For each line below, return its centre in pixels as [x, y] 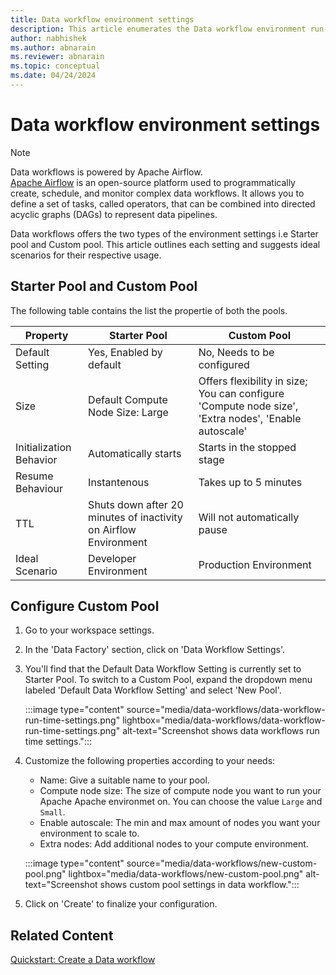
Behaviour [39, 488]
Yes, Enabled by [125, 352]
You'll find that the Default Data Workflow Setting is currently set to [163, 669]
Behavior [36, 459]
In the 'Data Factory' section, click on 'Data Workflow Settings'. [154, 650]
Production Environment [255, 564]
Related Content [62, 935]
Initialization [43, 447]
